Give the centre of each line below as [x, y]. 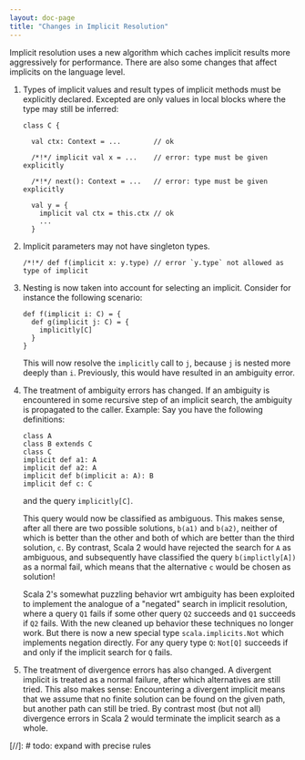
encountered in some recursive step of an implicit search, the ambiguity [158, 400]
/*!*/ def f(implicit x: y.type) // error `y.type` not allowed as [153, 262]
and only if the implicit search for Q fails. [97, 652]
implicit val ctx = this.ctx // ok [107, 213]
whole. [35, 728]
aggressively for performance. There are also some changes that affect [143, 62]
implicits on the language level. [67, 72]
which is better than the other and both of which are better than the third [158, 538]
